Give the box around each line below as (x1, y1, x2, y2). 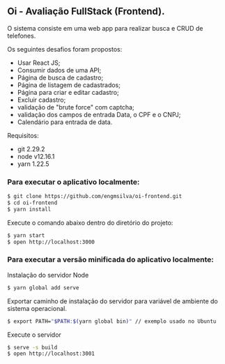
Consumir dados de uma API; (17, 66, 102, 74)
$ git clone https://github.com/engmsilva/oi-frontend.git (7, 193, 183, 200)
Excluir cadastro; (17, 96, 66, 104)
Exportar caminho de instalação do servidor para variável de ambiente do (7, 296, 218, 305)
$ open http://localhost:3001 (7, 350, 95, 358)
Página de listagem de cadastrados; (17, 80, 121, 89)
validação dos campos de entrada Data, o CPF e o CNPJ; (17, 110, 181, 119)
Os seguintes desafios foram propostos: (7, 45, 123, 53)
